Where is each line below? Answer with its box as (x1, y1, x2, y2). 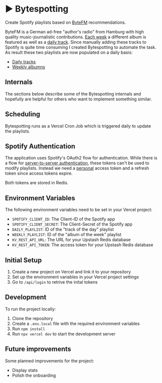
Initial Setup (5, 256, 42, 264)
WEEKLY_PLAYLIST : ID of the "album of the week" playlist (12, 232, 122, 238)
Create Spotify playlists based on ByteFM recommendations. (5, 19, 126, 25)
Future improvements (5, 345, 72, 353)
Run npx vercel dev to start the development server (12, 331, 116, 336)
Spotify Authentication (5, 142, 75, 150)
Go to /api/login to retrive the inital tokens (12, 279, 98, 285)
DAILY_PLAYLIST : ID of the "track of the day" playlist (12, 226, 114, 232)
